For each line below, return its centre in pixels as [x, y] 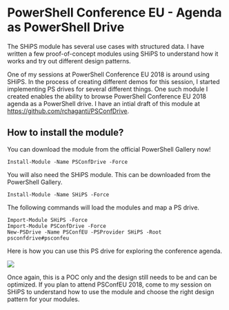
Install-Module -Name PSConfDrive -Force [68, 162]
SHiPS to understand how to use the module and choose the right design [111, 291]
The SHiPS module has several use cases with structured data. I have [106, 46]
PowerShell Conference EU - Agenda [114, 13]
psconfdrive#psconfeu [38, 238]
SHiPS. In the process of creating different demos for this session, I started [113, 81]
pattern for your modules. [43, 299]
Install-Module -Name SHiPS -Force [58, 194]
